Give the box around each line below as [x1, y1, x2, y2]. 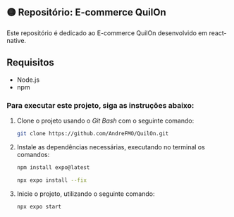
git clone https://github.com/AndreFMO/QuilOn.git [16, 130, 169, 137]
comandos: [16, 150, 50, 159]
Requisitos [6, 56, 54, 69]
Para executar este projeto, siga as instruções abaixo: [6, 100, 195, 110]
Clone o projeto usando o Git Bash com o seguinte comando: [16, 116, 195, 125]
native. [6, 36, 26, 44]
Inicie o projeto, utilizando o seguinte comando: [16, 190, 155, 198]
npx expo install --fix [16, 176, 87, 184]
